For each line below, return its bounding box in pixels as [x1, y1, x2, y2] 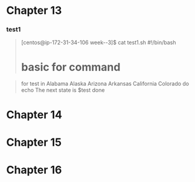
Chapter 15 [6, 135, 62, 149]
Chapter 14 [6, 108, 62, 122]
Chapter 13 [6, 4, 62, 18]
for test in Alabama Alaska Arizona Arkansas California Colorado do [21, 80, 189, 88]
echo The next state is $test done [21, 86, 105, 94]
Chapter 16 [6, 163, 62, 177]
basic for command [21, 60, 121, 74]
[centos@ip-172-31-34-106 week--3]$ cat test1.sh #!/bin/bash [21, 39, 176, 46]
